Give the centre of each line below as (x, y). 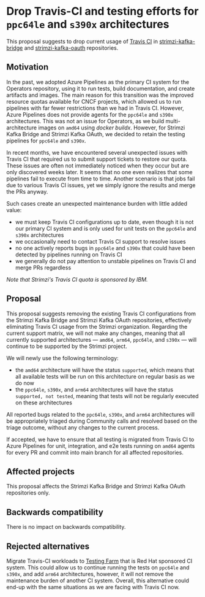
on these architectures (43, 402)
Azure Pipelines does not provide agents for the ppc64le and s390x (90, 114)
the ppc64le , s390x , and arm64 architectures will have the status (94, 389)
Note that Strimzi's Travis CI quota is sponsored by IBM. (77, 279)
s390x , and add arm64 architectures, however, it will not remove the (90, 574)
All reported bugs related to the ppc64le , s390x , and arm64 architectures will (100, 414)
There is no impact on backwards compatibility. (66, 527)
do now (25, 383)
